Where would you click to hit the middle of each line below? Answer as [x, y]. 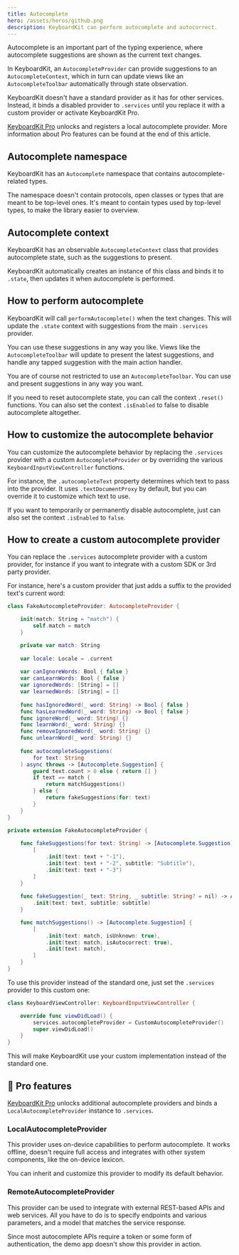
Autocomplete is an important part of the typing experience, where [105, 48]
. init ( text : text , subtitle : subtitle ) [92, 903]
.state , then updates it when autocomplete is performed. [91, 279]
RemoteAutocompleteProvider [61, 1192]
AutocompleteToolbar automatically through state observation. [98, 84]
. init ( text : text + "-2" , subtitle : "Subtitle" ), [120, 863]
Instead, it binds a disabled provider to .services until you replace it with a [116, 105]
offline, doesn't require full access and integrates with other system [106, 1152]
